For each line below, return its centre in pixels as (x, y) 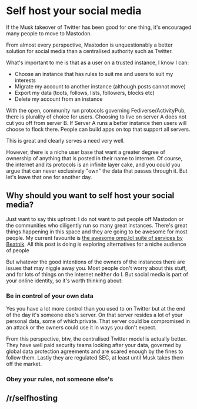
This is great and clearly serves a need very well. (66, 140)
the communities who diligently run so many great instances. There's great (97, 225)
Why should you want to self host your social (90, 196)
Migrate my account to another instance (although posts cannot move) (100, 86)
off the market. (24, 364)
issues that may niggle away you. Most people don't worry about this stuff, (96, 268)
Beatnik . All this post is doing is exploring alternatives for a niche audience (96, 244)
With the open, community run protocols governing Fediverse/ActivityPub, (96, 110)
